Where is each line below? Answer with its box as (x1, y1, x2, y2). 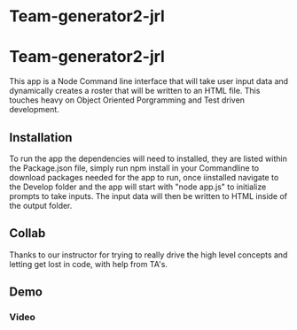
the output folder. (9, 200, 73, 211)
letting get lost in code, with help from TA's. (9, 258, 168, 269)
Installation (9, 130, 73, 145)
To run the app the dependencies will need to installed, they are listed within (9, 153, 288, 164)
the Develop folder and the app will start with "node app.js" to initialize (9, 181, 267, 192)
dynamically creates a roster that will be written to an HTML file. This (9, 86, 261, 96)
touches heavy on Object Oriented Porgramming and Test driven (9, 95, 246, 105)
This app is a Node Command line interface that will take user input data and (9, 76, 289, 87)
